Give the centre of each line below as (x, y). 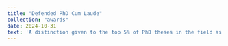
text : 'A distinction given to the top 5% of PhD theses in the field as (115, 32)
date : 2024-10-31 (32, 26)
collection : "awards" (38, 20)
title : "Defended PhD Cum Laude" (55, 13)
